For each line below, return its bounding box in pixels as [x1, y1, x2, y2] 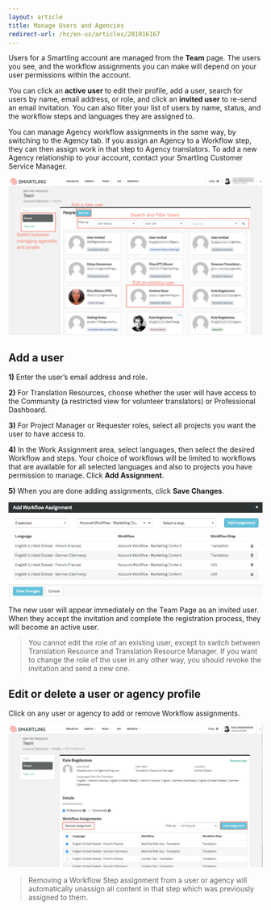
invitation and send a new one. [27, 664, 131, 674]
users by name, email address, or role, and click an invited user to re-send [8, 94, 256, 104]
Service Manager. [8, 161, 67, 171]
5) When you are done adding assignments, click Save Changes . [8, 486, 224, 496]
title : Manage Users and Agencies [8, 21, 125, 30]
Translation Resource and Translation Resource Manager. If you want [27, 646, 258, 657]
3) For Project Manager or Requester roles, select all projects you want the [8, 420, 256, 431]
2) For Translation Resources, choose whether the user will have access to [8, 388, 256, 398]
